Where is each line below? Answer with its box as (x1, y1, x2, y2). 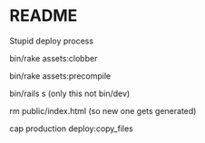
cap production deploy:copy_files (9, 123, 134, 134)
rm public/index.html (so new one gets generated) (9, 105, 197, 116)
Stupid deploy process (9, 35, 93, 46)
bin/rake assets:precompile (9, 70, 112, 81)
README (9, 5, 78, 26)
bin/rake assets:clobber (9, 52, 98, 63)
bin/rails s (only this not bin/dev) (9, 88, 131, 99)
